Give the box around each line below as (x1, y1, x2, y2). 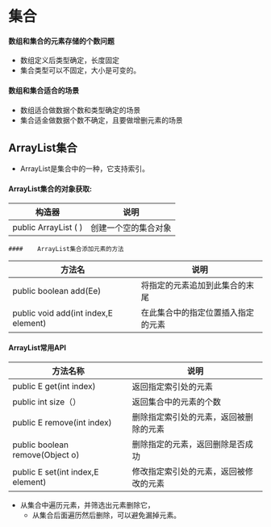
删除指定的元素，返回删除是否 (131, 438, 246, 450)
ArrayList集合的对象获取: (8, 184, 93, 194)
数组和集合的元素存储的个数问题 (8, 36, 115, 45)
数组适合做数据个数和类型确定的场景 (19, 105, 141, 115)
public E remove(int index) (12, 416, 112, 428)
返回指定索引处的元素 (131, 381, 214, 392)
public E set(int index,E (12, 466, 99, 477)
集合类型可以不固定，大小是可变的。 (19, 65, 141, 75)
